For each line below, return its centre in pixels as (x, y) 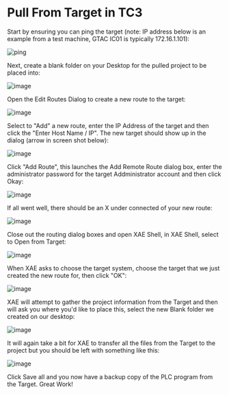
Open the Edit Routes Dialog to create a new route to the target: (96, 99)
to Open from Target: (37, 242)
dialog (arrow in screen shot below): (58, 140)
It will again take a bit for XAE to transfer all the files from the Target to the (111, 343)
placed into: (24, 73)
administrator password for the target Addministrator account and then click (114, 174)
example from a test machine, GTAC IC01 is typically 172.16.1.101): (98, 38)
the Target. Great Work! (40, 384)
